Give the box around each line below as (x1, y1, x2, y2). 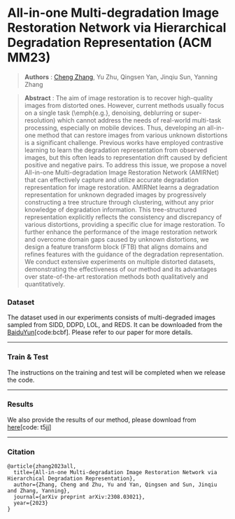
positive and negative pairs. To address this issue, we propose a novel (24, 160, 227, 169)
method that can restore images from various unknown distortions (37, 131, 228, 139)
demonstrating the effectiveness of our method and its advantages (24, 265, 218, 273)
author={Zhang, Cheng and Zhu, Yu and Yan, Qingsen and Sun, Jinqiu (13, 481, 218, 488)
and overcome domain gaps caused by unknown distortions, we (24, 235, 209, 243)
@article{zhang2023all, (7, 463, 77, 470)
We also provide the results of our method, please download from (7, 415, 197, 424)
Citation (7, 447, 35, 457)
